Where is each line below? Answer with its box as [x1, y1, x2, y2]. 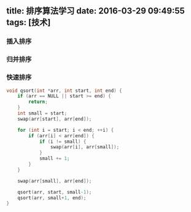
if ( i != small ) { [39, 138, 87, 145]
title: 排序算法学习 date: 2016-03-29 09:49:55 [6, 6, 185, 17]
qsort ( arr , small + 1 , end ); [17, 195, 87, 201]
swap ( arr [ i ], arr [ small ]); [50, 144, 120, 150]
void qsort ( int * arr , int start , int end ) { [6, 88, 122, 94]
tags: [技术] [6, 17, 51, 28]
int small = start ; [17, 110, 68, 116]
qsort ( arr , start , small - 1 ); [17, 189, 92, 195]
